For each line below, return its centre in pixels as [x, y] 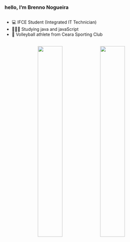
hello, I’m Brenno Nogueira [37, 7]
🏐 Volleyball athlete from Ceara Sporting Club [57, 34]
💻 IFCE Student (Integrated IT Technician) [54, 22]
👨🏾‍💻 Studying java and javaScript [45, 29]
